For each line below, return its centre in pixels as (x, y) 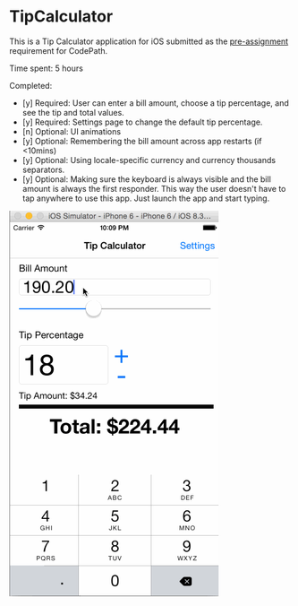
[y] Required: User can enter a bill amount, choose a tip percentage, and (155, 103)
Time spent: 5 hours (46, 68)
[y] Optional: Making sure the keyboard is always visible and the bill (146, 179)
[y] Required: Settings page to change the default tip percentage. (142, 122)
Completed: (31, 85)
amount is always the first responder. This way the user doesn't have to (154, 188)
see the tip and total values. (73, 112)
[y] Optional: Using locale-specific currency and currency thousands (149, 160)
